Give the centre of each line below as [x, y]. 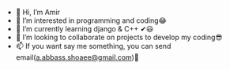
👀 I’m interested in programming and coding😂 [91, 20]
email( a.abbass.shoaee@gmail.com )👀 [77, 57]
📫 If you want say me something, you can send [93, 46]
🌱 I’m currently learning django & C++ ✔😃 [85, 29]
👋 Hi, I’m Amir [38, 12]
